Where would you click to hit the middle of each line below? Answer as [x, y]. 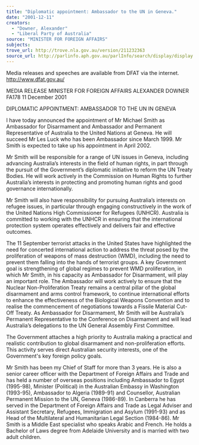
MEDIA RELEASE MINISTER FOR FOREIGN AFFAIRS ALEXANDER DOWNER [98, 90]
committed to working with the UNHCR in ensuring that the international [94, 219]
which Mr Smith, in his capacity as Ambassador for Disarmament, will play [97, 275]
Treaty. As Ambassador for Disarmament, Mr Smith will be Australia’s [100, 312]
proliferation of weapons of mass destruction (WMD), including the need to [98, 256]
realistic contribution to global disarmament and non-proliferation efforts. [96, 343]
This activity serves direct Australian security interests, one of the [87, 349]
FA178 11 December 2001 [37, 97]
